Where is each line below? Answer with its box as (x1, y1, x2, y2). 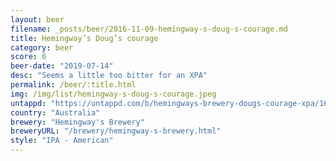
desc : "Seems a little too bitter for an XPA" (10, 71, 208, 81)
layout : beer (10, 14, 65, 25)
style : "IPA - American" (10, 136, 114, 146)
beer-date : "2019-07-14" (10, 61, 114, 71)
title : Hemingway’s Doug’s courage (10, 33, 159, 43)
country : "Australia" (10, 107, 101, 118)
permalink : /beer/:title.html (10, 80, 137, 90)
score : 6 (10, 52, 47, 62)
